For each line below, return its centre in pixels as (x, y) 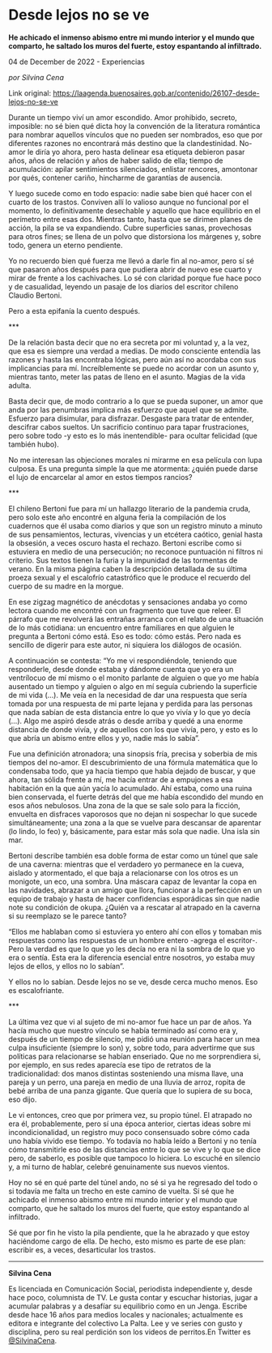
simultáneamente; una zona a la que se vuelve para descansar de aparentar (135, 822)
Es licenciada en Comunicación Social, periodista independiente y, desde (130, 1289)
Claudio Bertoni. (35, 295)
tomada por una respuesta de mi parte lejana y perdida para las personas (131, 704)
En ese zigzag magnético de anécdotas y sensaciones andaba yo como (128, 602)
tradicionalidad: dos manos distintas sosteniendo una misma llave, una (126, 1073)
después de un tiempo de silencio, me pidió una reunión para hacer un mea (134, 1038)
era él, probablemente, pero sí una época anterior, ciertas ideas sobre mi (130, 1124)
